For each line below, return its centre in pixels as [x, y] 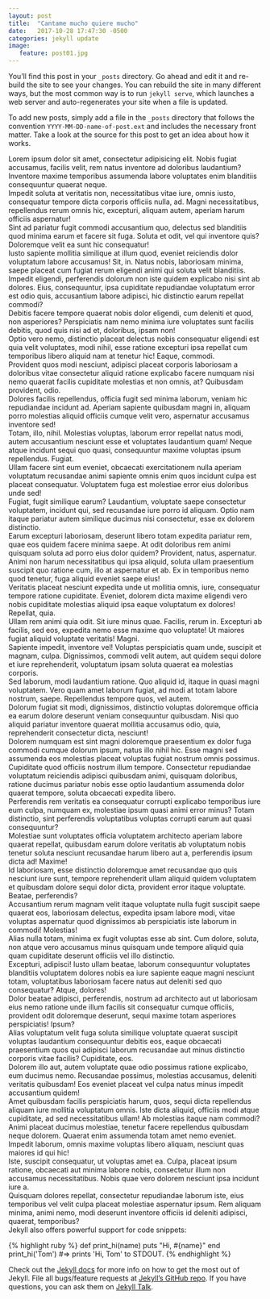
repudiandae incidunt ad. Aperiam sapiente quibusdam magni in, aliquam [129, 407]
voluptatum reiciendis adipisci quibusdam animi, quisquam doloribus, [123, 776]
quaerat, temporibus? [44, 1221]
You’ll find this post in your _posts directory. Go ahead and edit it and [123, 76]
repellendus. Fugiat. [41, 459]
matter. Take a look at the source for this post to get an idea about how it [129, 135]
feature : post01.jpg [54, 53]
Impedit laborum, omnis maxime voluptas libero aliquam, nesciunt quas [126, 1144]
